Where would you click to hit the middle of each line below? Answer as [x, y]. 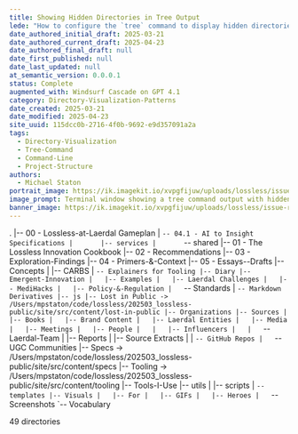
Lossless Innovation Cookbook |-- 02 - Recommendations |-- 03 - [130, 252]
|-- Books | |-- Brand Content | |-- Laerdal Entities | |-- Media [149, 320]
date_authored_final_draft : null [71, 51]
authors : [25, 174]
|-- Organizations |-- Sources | [226, 312]
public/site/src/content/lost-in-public [85, 312]
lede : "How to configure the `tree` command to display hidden [129, 26]
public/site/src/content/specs [63, 366]
